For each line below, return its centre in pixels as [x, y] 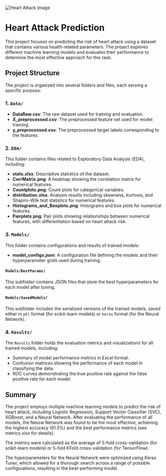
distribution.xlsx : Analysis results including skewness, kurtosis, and [83, 195]
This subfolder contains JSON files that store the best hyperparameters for [82, 282]
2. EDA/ [13, 148]
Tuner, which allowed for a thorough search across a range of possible [78, 463]
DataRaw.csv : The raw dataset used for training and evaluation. [78, 114]
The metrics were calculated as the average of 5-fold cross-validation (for [81, 443]
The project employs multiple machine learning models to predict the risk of [83, 407]
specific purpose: [23, 90]
